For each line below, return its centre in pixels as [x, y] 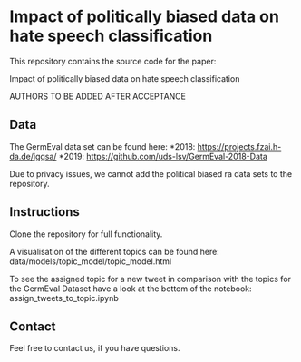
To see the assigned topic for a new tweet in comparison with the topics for [150, 279]
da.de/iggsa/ [33, 156]
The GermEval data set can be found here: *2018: [102, 146]
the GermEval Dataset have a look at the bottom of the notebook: [131, 289]
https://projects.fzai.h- [239, 146]
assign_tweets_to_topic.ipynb [64, 298]
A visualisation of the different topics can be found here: [114, 251]
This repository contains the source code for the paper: [113, 61]
